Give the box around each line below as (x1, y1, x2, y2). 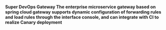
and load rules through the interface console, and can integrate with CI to (5, 14, 159, 20)
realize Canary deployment (5, 19, 62, 25)
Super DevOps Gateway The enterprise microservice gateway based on (5, 4, 156, 10)
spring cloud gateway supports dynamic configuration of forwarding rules (5, 9, 162, 15)
